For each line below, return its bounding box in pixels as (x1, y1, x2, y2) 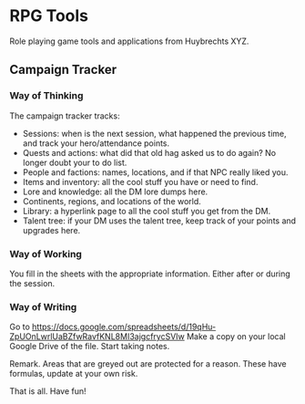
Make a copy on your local (186, 331, 286, 342)
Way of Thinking (9, 89, 84, 102)
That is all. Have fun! (9, 386, 86, 397)
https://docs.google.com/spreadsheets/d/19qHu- (31, 321, 217, 333)
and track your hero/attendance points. (22, 138, 170, 149)
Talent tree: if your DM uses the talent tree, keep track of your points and (22, 215, 297, 226)
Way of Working (9, 247, 82, 260)
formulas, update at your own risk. (9, 368, 138, 379)
